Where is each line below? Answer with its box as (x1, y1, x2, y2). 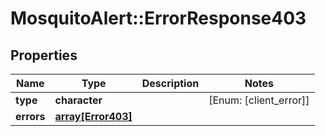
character (54, 93, 103, 107)
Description (141, 77, 200, 90)
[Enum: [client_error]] (208, 93, 310, 107)
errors (15, 110, 46, 123)
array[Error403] (54, 110, 133, 123)
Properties (10, 47, 78, 64)
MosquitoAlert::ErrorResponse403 (10, 7, 307, 30)
